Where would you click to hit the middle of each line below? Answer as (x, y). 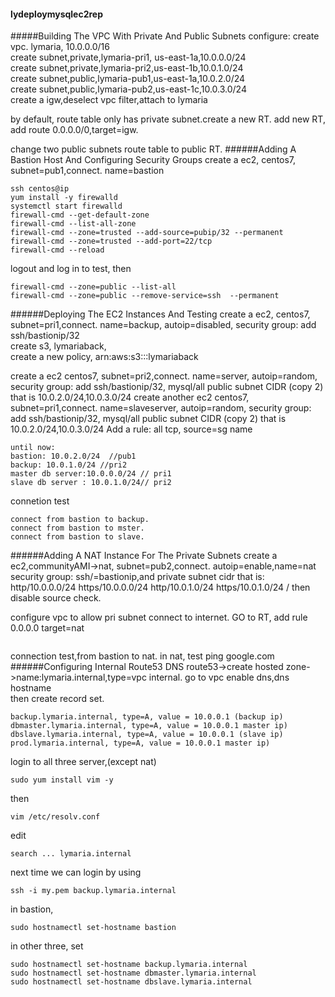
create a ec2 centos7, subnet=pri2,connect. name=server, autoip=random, (164, 376)
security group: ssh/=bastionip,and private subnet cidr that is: (137, 577)
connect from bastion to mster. (77, 528)
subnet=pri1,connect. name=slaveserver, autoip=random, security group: (161, 408)
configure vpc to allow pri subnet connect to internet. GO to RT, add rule (159, 617)
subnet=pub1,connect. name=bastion (87, 171)
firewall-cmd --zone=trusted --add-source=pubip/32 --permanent (147, 233)
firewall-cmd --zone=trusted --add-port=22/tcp (111, 241)
